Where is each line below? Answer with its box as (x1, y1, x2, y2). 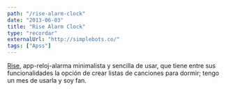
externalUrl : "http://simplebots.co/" (7, 36, 120, 43)
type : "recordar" (7, 29, 58, 37)
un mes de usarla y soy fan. (7, 76, 87, 84)
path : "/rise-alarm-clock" (7, 10, 86, 17)
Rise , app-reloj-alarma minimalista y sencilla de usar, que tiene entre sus (7, 62, 216, 69)
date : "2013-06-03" (7, 17, 64, 24)
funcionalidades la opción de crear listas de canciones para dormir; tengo (7, 69, 220, 77)
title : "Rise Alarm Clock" (7, 23, 86, 30)
